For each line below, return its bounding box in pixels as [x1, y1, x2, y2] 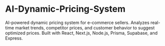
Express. [5, 35, 23, 41]
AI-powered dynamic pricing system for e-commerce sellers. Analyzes [5, 20, 150, 25]
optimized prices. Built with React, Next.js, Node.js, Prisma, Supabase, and [5, 30, 158, 36]
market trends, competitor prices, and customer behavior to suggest [15, 24, 155, 30]
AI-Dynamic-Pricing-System [5, 3, 125, 15]
